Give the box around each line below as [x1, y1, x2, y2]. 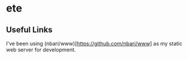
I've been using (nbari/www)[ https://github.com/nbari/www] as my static [6, 40, 183, 47]
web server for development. [6, 46, 76, 53]
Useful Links [6, 25, 53, 35]
